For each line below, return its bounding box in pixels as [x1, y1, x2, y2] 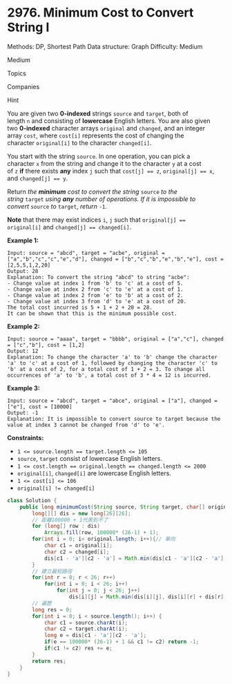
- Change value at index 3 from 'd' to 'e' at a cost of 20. [7, 298, 187, 305]
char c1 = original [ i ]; [43, 542, 113, 549]
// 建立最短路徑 [32, 568, 72, 575]
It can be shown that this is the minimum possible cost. [7, 310, 177, 317]
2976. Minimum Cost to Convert [7, 5, 194, 21]
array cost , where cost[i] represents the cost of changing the [7, 131, 184, 140]
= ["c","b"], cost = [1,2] [7, 341, 85, 348]
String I [7, 19, 50, 35]
